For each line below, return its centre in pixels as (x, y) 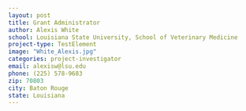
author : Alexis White (44, 30)
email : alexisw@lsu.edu (47, 66)
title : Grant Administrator (54, 23)
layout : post (30, 15)
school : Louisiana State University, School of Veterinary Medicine (123, 37)
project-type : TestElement (52, 45)
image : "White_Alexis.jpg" (52, 52)
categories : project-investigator (65, 59)
